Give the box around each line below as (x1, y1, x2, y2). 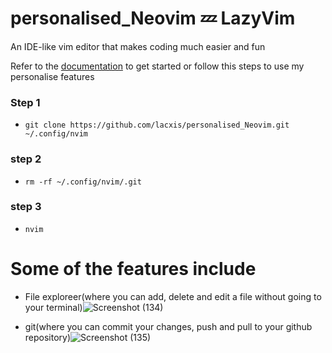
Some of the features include (10, 258, 257, 281)
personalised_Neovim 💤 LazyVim (10, 7, 296, 30)
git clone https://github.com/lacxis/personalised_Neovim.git (24, 120, 290, 131)
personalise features (10, 70, 95, 82)
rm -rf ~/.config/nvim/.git (24, 177, 142, 187)
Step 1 (10, 95, 41, 109)
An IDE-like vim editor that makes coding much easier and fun (10, 40, 266, 52)
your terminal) (24, 301, 83, 313)
